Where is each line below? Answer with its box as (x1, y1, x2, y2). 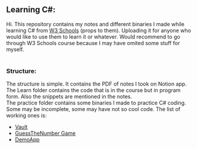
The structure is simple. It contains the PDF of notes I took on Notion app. (6, 80, 187, 88)
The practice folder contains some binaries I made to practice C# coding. (6, 99, 186, 106)
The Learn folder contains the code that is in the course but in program (6, 87, 181, 94)
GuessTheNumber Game (14, 130, 76, 137)
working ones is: (6, 112, 47, 119)
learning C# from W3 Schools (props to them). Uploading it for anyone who (6, 27, 191, 34)
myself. (6, 46, 24, 53)
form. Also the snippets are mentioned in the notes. (6, 93, 133, 100)
